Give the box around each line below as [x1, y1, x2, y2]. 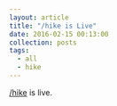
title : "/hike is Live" [9, 21, 97, 30]
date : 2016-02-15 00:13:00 [9, 29, 109, 38]
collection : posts [9, 37, 77, 47]
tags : [9, 46, 29, 55]
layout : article [9, 12, 69, 22]
